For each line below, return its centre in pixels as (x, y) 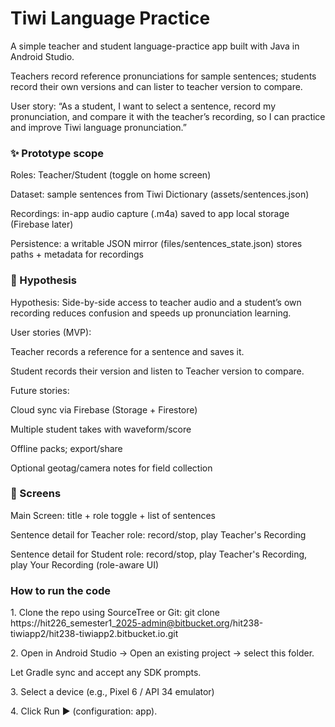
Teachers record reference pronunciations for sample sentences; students (163, 76)
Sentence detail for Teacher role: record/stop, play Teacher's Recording (158, 534)
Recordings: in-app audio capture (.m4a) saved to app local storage (150, 214)
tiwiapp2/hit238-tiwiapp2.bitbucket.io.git (94, 634)
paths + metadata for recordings (77, 254)
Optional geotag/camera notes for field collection (111, 468)
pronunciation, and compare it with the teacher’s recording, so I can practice (168, 116)
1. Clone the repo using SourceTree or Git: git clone (115, 613)
